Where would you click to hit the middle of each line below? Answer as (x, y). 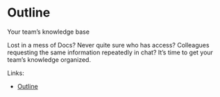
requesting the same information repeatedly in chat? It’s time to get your (110, 52)
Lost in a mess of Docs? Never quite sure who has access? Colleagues (108, 45)
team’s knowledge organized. (49, 59)
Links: (16, 73)
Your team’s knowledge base (49, 32)
